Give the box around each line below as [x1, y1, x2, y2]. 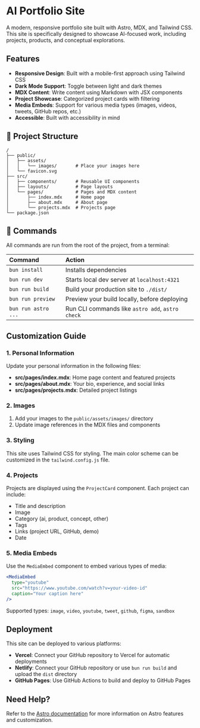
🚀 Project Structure [6, 131, 79, 141]
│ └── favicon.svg [6, 168, 58, 174]
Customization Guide [6, 331, 86, 341]
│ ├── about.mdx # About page [6, 199, 108, 205]
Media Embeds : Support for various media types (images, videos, [14, 101, 177, 109]
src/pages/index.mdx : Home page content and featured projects [14, 374, 176, 381]
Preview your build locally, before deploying [65, 295, 188, 303]
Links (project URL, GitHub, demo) [14, 528, 99, 535]
